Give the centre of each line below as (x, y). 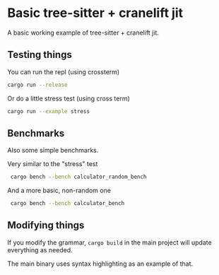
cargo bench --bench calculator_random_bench (78, 177)
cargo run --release (38, 85)
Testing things (40, 55)
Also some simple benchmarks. (53, 151)
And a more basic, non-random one (59, 191)
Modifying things (46, 225)
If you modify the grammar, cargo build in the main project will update (109, 242)
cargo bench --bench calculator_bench (67, 204)
